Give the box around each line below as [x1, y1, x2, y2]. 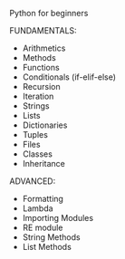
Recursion [22, 82, 61, 91]
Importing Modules [22, 213, 93, 223]
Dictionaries [22, 120, 68, 130]
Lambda [22, 203, 53, 214]
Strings [22, 101, 50, 111]
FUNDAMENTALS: [9, 25, 77, 35]
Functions [22, 62, 61, 72]
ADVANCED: [9, 176, 56, 187]
